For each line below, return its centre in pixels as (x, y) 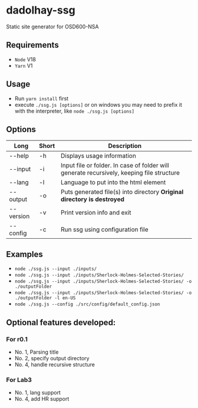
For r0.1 (17, 339)
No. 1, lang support (37, 393)
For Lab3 (19, 380)
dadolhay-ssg (41, 10)
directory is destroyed (93, 199)
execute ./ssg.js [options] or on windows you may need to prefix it (98, 104)
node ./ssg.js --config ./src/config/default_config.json (87, 304)
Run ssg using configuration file (105, 229)
